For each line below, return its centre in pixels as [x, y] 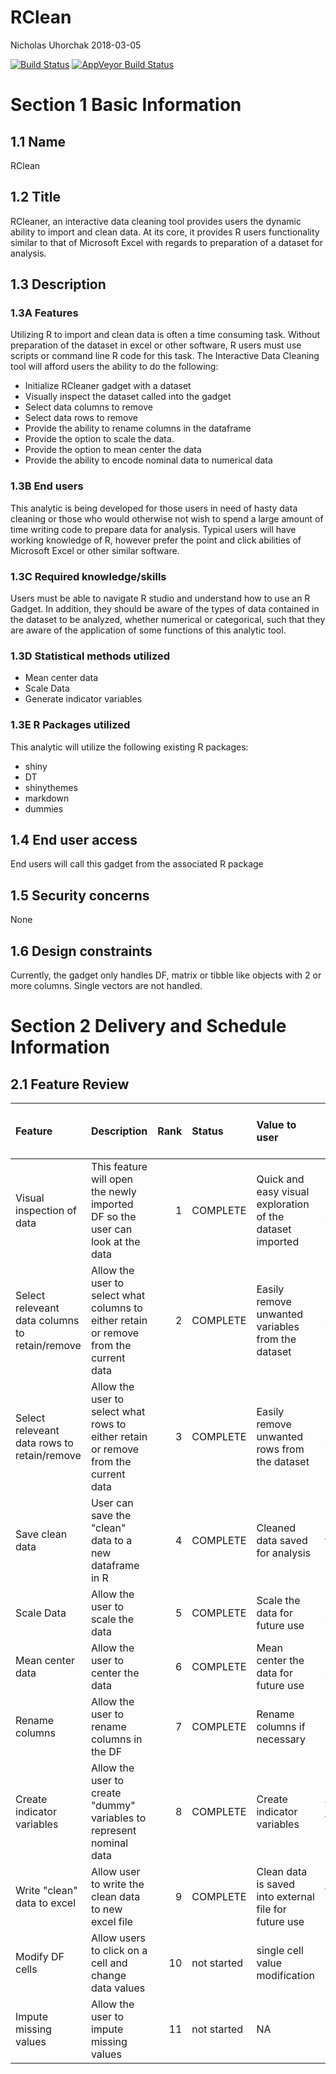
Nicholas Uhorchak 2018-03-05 [76, 45]
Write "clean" [46, 1891]
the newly [113, 1192]
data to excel [46, 1903]
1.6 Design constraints [81, 951]
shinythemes [51, 787]
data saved [282, 1541]
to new [106, 1909]
